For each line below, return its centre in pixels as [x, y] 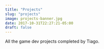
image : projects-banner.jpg [34, 18]
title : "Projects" [24, 9]
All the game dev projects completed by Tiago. [52, 41]
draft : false [18, 28]
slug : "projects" [23, 14]
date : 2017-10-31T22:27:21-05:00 [39, 23]
